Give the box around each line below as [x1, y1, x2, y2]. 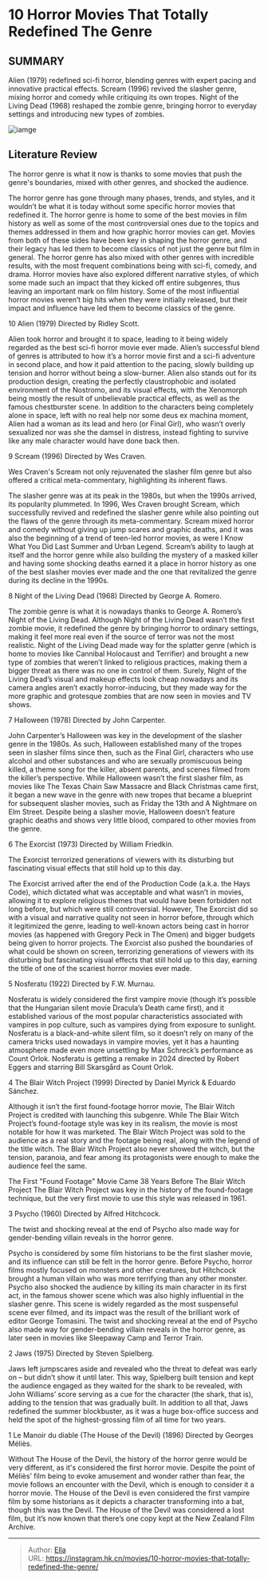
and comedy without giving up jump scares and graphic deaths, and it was [8, 524, 254, 534]
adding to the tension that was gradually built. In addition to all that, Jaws [8, 1398, 249, 1407]
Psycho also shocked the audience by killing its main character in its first [8, 1282, 247, 1292]
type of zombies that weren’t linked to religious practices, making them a [8, 657, 247, 667]
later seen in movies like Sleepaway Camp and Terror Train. [8, 1332, 203, 1342]
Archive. [8, 1522, 36, 1531]
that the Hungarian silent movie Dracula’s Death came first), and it [8, 1003, 225, 1013]
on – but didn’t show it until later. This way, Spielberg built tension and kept [8, 1372, 254, 1382]
